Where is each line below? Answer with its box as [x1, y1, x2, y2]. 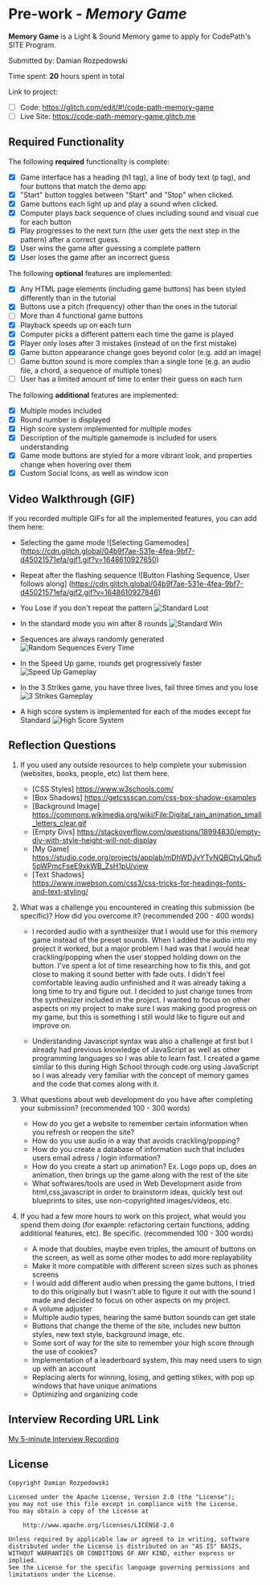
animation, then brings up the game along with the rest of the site [31, 1170, 249, 1179]
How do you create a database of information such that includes [31, 1144, 245, 1154]
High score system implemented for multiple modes [19, 424, 191, 433]
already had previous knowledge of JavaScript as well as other [31, 1044, 241, 1055]
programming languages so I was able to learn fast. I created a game [31, 1053, 260, 1063]
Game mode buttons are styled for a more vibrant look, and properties [19, 451, 252, 460]
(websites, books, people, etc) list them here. [19, 768, 170, 778]
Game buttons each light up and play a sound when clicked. [19, 199, 219, 208]
